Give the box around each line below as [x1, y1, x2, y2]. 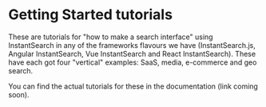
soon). [8, 89, 30, 99]
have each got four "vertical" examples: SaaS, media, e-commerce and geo [8, 57, 257, 67]
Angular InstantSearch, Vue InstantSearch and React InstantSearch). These [8, 49, 256, 58]
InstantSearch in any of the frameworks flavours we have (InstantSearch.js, [8, 40, 256, 50]
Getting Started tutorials [8, 6, 173, 24]
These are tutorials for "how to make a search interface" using [8, 32, 213, 42]
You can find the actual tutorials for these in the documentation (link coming [8, 81, 258, 91]
